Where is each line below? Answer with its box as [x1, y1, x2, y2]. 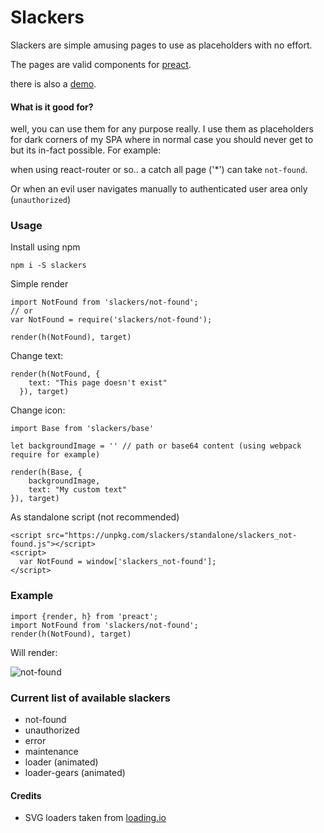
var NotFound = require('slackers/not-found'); [10, 315, 213, 325]
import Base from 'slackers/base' [10, 424, 155, 434]
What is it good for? [10, 101, 94, 113]
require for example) [10, 450, 101, 460]
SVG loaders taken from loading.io [24, 812, 167, 824]
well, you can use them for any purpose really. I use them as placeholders [10, 123, 315, 135]
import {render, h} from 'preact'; [10, 611, 159, 621]
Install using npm [10, 241, 81, 253]
